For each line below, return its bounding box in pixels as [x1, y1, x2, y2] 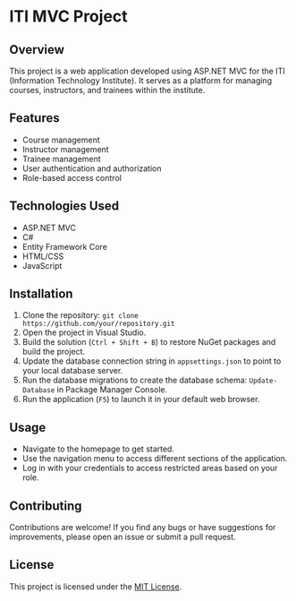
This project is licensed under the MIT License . [9, 580, 182, 592]
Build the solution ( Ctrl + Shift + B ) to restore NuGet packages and [21, 337, 276, 348]
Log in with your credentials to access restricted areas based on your [21, 463, 278, 474]
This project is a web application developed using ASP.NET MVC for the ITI [9, 65, 285, 76]
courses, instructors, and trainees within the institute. [9, 85, 206, 95]
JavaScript [21, 260, 63, 270]
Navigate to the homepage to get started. [21, 443, 174, 454]
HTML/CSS [21, 251, 64, 262]
